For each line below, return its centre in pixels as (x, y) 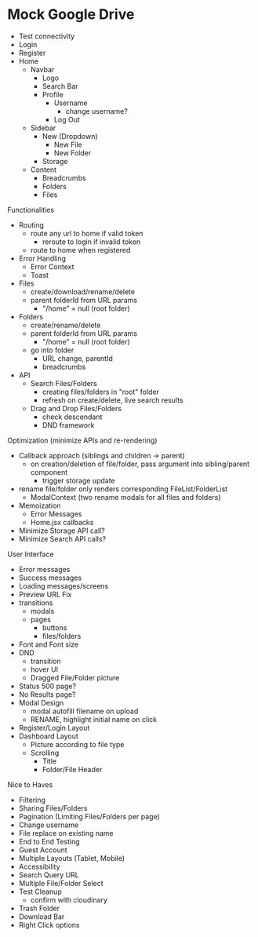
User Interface (31, 554)
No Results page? (47, 694)
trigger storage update (78, 480)
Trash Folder (39, 908)
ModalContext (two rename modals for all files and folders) (125, 497)
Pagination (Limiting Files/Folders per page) (89, 816)
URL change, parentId (77, 358)
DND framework (68, 425)
